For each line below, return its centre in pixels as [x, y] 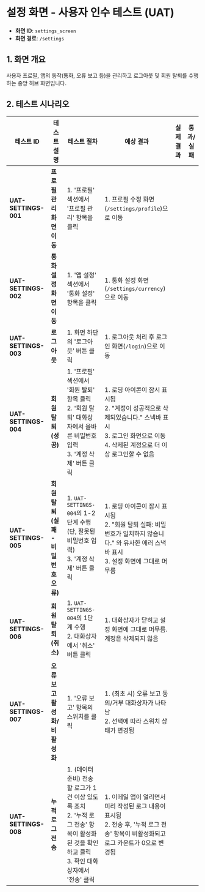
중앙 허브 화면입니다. [42, 83]
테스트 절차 [83, 141]
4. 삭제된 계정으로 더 [132, 444]
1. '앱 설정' [81, 275]
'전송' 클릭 [81, 879]
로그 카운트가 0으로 [131, 842]
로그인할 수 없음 [133, 454]
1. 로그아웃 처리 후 [129, 337]
